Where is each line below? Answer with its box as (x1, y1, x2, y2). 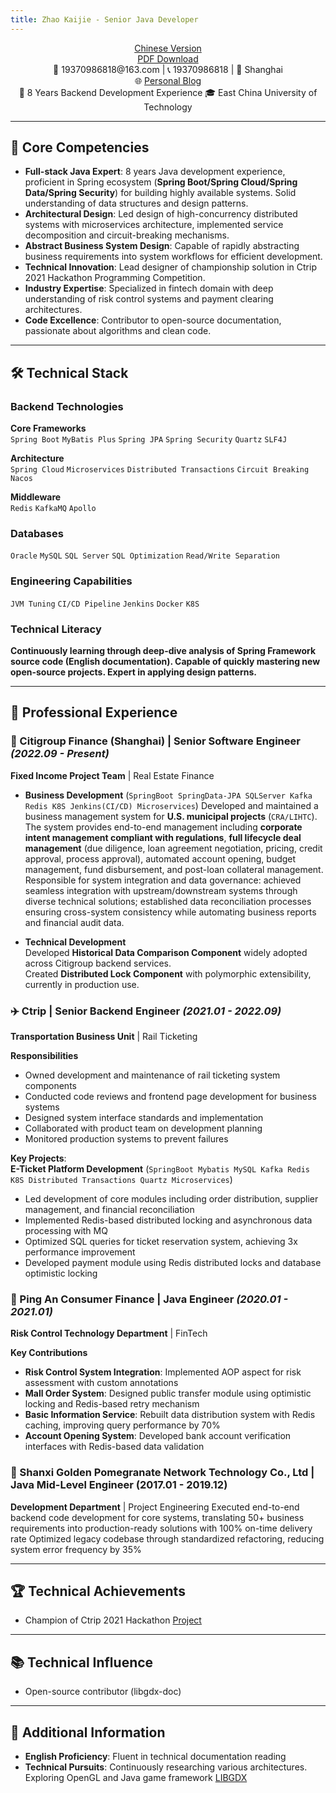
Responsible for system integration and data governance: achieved (24, 874, 302, 886)
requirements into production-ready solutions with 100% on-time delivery (10, 1522, 313, 1534)
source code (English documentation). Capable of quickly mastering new (10, 656, 321, 668)
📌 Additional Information (10, 1724, 166, 1741)
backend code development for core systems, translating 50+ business (10, 1511, 305, 1523)
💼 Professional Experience (10, 704, 178, 721)
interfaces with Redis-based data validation (24, 1441, 205, 1453)
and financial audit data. (24, 916, 125, 928)
